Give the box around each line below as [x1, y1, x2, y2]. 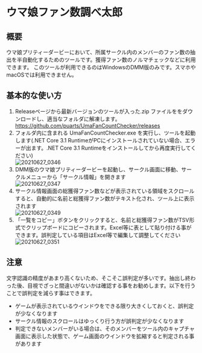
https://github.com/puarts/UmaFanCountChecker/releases [14, 122, 160, 129]
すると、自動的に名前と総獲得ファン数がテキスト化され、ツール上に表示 [14, 194, 195, 202]
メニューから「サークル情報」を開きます [25, 173, 126, 180]
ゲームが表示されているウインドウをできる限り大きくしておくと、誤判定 [14, 302, 194, 310]
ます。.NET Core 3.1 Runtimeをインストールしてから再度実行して [31, 144, 191, 151]
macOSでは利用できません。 [6, 71, 77, 78]
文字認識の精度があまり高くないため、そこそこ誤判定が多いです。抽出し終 [6, 274, 191, 281]
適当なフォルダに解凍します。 [46, 115, 121, 122]
